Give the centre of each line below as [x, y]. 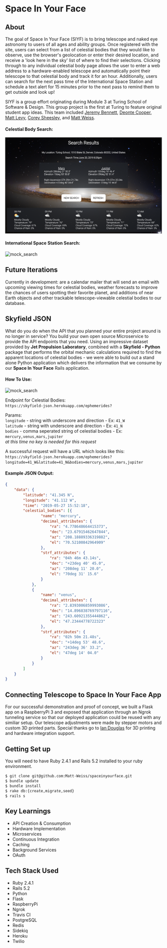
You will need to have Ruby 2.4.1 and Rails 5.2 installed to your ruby [74, 761]
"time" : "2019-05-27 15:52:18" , [57, 505]
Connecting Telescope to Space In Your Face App [83, 695]
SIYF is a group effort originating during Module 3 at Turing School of [76, 102]
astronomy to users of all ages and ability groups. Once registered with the [82, 44]
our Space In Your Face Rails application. [47, 368]
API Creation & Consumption [42, 823]
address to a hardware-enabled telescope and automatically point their [78, 71]
